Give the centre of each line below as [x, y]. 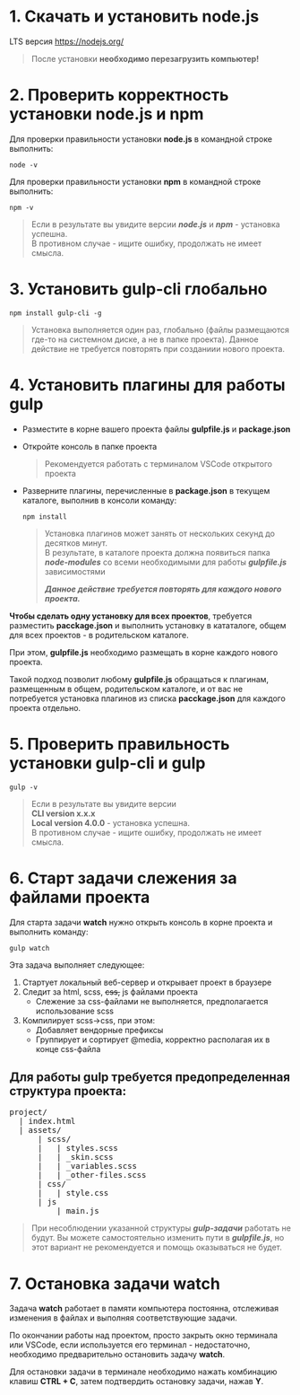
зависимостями [75, 571]
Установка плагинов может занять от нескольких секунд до [160, 533]
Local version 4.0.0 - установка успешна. [111, 822]
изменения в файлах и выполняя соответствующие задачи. [123, 1318]
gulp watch [30, 948]
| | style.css [73, 1193]
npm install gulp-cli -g [56, 313]
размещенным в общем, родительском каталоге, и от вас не [126, 689]
